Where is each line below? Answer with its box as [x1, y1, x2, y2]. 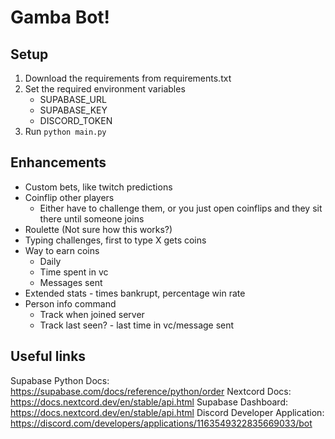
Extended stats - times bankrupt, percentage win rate [24, 287, 246, 299]
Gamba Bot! [10, 6, 111, 29]
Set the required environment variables [24, 83, 186, 95]
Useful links [10, 348, 87, 365]
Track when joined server [39, 308, 145, 320]
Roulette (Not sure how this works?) [24, 223, 173, 235]
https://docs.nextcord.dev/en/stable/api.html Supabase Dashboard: [10, 396, 289, 408]
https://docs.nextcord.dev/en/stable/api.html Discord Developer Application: [10, 406, 325, 418]
